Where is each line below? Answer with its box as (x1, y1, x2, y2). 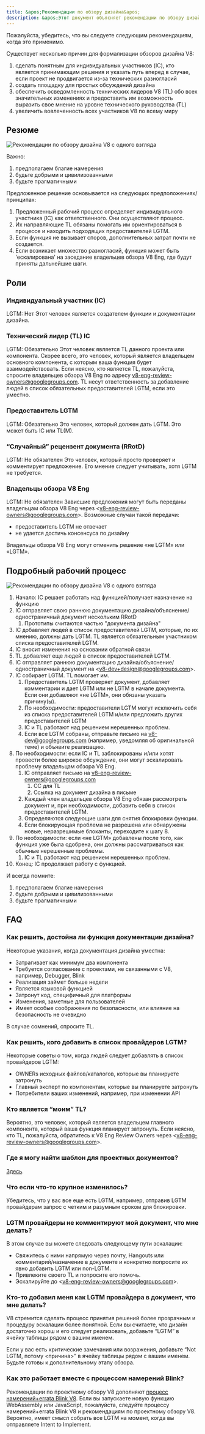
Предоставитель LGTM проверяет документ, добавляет (24, 678, 170, 685)
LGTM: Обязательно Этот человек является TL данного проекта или (6, 346, 184, 353)
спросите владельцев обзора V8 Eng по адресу (6, 371, 131, 379)
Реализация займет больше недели (15, 978, 109, 986)
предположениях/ (150, 190, 198, 197)
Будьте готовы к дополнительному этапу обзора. (6, 1359, 135, 1366)
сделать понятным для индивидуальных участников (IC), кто (15, 62, 175, 69)
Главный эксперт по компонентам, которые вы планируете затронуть (15, 1083, 198, 1090)
